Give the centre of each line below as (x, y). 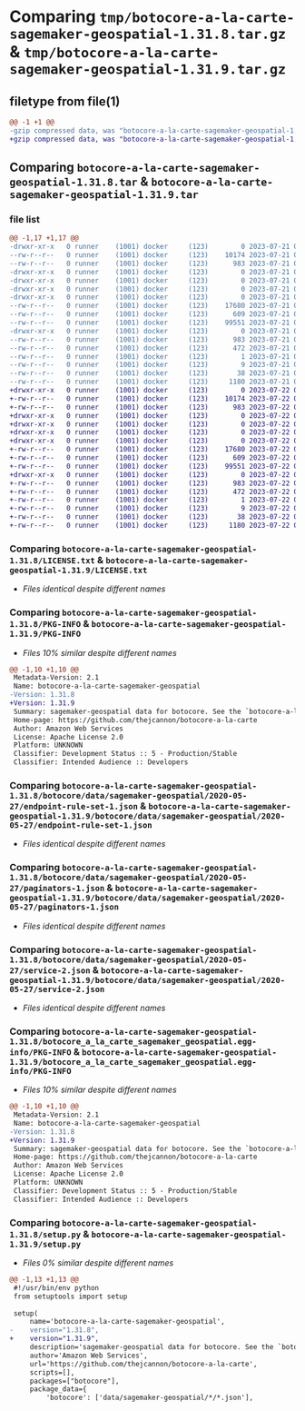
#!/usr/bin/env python (56, 1287)
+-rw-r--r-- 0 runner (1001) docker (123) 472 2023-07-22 (150, 492)
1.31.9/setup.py (45, 1244)
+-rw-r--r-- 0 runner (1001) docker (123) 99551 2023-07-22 (150, 466)
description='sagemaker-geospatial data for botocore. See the (152, 1347)
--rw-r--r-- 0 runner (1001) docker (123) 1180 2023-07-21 (150, 382)
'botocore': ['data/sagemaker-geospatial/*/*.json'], (150, 1398)
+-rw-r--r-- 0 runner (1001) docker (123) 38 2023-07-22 (150, 517)
